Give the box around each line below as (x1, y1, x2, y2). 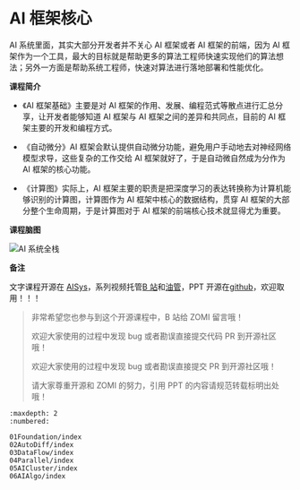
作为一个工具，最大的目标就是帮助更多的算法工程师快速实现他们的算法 (16, 50, 276, 61)
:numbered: (9, 417, 50, 426)
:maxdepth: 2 (9, 408, 58, 417)
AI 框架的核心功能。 (21, 163, 96, 175)
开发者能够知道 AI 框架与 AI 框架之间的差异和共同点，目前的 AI (46, 111, 276, 122)
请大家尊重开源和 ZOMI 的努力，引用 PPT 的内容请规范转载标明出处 (30, 380, 279, 391)
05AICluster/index (9, 463, 78, 473)
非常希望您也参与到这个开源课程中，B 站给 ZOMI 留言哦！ (30, 311, 244, 322)
